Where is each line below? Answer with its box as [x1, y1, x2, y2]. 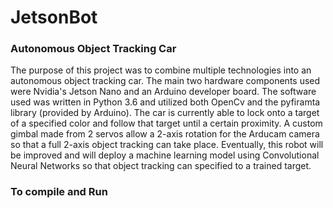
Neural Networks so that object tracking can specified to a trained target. [10, 160, 312, 172]
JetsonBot [10, 6, 98, 29]
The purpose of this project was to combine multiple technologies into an [10, 64, 312, 76]
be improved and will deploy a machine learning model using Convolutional [10, 149, 320, 161]
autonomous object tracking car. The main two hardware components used [10, 75, 321, 87]
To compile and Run [10, 185, 108, 199]
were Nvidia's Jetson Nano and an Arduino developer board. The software [10, 86, 317, 98]
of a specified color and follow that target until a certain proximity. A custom [10, 117, 323, 130]
